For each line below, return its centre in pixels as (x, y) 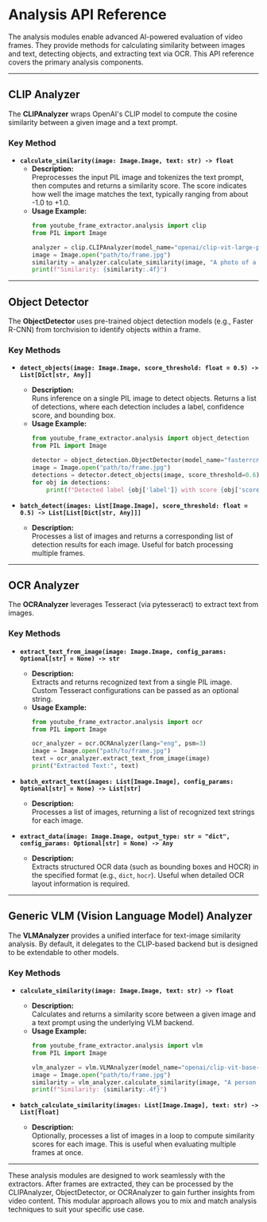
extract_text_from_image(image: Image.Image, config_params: (123, 652)
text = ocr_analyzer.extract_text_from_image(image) (121, 758)
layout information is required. (81, 883)
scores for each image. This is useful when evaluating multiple (134, 1144)
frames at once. (57, 1153)
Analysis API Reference (87, 15)
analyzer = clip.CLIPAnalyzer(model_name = (103, 247)
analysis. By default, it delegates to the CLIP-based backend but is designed (133, 944)
